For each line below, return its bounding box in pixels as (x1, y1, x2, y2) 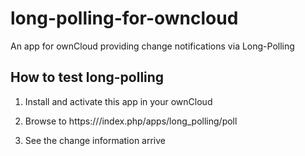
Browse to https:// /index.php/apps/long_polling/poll (24, 115, 238, 127)
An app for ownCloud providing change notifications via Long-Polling (10, 40, 295, 52)
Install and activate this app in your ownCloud (24, 95, 213, 107)
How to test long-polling (10, 69, 165, 86)
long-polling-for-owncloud (10, 7, 239, 30)
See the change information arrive (24, 134, 167, 146)
